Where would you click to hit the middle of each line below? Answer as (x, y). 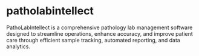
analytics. (18, 46)
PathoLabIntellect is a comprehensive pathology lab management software (99, 27)
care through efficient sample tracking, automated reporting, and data (93, 40)
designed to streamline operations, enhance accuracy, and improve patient (100, 33)
